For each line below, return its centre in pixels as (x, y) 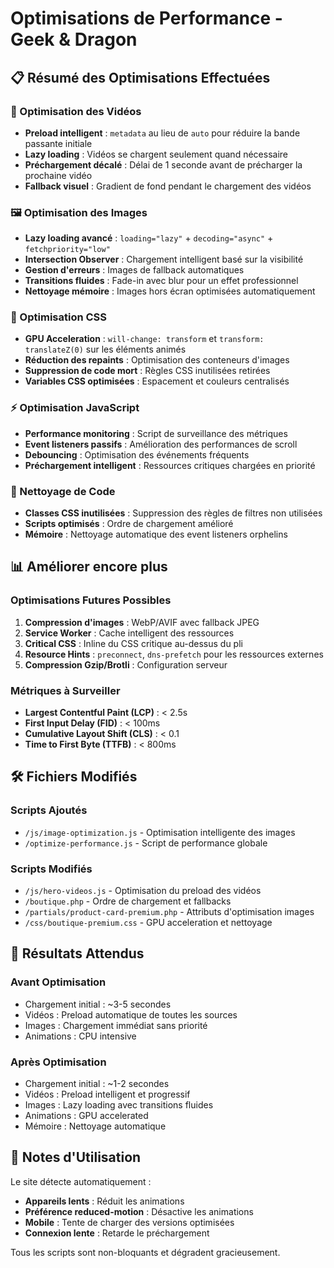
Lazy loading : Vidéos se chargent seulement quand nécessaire (156, 154)
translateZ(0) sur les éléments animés (105, 349)
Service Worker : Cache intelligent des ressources (129, 633)
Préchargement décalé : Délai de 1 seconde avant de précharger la (163, 164)
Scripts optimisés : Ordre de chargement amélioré (129, 524)
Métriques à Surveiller (65, 690)
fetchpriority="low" (67, 250)
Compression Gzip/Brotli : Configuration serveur (126, 664)
